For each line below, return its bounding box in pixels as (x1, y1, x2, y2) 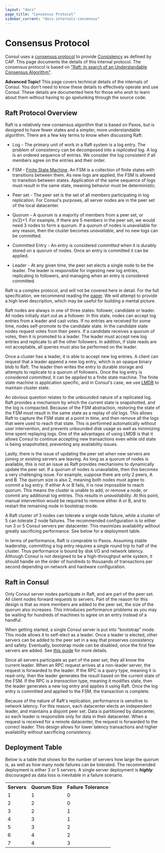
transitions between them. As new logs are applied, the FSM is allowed (12, 172, 156, 178)
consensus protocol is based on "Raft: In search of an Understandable (5, 64, 147, 70)
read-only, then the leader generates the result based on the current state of (5, 672, 160, 678)
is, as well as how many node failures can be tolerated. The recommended (5, 762, 156, 768)
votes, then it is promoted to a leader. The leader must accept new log (5, 333, 147, 339)
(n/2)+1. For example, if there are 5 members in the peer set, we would (12, 217, 155, 223)
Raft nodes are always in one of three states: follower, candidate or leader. (5, 307, 156, 313)
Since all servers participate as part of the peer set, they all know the (5, 657, 145, 663)
